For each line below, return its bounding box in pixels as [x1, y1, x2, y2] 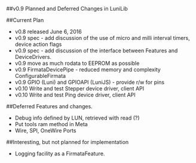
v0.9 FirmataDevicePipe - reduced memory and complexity [14, 66, 161, 73]
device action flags [14, 41, 62, 48]
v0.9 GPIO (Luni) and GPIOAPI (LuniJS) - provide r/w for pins [14, 79, 165, 86]
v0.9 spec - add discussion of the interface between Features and [14, 47, 178, 54]
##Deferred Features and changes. [6, 103, 93, 109]
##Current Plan [6, 17, 44, 23]
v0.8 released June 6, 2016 [14, 28, 82, 35]
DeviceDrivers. [14, 54, 52, 60]
